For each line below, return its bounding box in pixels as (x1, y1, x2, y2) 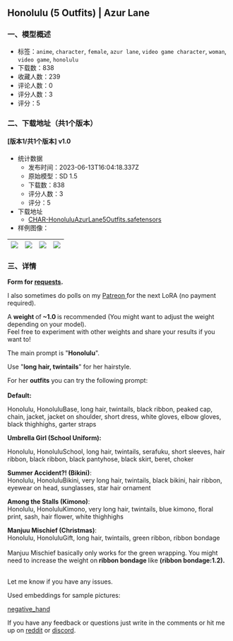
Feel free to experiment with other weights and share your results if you (7, 328, 215, 336)
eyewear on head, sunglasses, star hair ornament (7, 484, 151, 492)
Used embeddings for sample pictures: (7, 591, 121, 600)
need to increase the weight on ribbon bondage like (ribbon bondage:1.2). (7, 556, 225, 565)
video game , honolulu (17, 54, 79, 64)
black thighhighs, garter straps (7, 420, 97, 429)
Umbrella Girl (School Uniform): (7, 434, 102, 442)
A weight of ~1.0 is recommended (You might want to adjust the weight (7, 313, 215, 321)
